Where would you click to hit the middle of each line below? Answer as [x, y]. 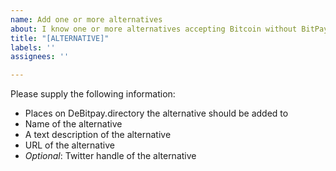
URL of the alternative [69, 145]
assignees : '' [40, 57]
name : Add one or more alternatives [86, 19]
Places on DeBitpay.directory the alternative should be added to [156, 113]
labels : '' [33, 47]
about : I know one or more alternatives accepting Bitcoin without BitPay [169, 29]
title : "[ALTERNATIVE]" [60, 38]
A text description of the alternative [98, 135]
